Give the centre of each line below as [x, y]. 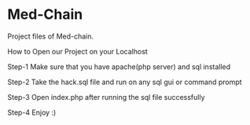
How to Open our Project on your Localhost [78, 51]
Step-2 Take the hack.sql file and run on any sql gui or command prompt [125, 82]
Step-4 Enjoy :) [32, 112]
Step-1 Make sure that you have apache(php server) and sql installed [119, 66]
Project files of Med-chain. [51, 36]
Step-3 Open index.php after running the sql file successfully [106, 97]
